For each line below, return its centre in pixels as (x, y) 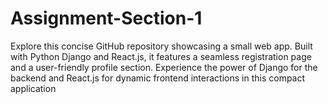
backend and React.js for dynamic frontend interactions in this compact (158, 78)
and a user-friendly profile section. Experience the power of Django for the (164, 67)
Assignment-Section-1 (106, 18)
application (33, 88)
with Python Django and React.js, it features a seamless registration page (161, 56)
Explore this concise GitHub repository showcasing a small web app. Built (161, 46)
